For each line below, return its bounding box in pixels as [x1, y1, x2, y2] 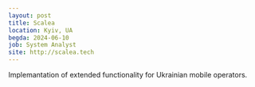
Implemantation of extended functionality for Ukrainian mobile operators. [8, 70, 248, 79]
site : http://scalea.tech [8, 48, 94, 56]
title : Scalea [8, 19, 56, 27]
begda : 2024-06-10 [8, 33, 69, 42]
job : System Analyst [8, 41, 77, 49]
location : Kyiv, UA [8, 26, 73, 34]
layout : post [8, 11, 52, 20]
